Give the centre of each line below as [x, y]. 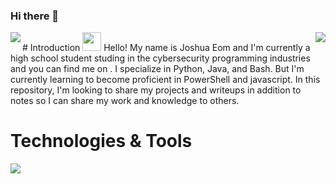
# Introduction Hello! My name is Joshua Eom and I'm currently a [166, 48]
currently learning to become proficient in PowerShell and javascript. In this [165, 80]
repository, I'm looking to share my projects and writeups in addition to [156, 90]
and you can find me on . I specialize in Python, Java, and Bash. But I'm [157, 69]
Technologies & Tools [101, 141]
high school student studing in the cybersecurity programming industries [160, 58]
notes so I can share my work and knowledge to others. [125, 101]
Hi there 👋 [35, 16]
